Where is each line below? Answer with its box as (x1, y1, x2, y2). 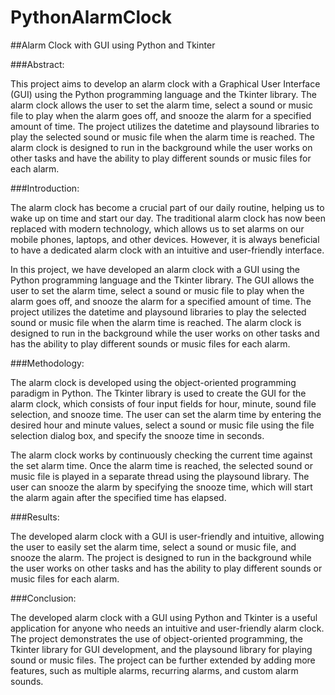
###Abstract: (10, 58, 65, 70)
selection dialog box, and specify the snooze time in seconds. (10, 429, 265, 441)
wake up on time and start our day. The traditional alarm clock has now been (10, 212, 326, 224)
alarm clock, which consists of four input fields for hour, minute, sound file (10, 397, 317, 410)
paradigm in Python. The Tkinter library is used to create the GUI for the (10, 387, 307, 399)
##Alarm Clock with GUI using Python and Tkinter (10, 39, 216, 51)
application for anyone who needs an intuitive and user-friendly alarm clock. (10, 622, 325, 634)
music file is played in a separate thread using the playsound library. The (10, 470, 310, 482)
